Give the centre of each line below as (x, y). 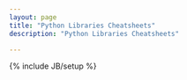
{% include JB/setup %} (53, 66)
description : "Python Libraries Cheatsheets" (94, 33)
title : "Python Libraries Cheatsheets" (82, 25)
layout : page (33, 17)
